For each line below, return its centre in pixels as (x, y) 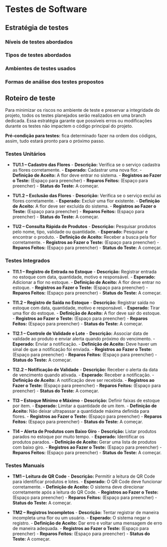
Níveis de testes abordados (39, 42)
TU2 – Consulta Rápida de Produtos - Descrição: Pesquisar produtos (84, 227)
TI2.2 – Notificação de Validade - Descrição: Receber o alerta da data (85, 369)
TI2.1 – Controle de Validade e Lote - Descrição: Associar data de (80, 333)
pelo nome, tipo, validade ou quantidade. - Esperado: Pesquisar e (80, 232)
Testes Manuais (25, 465)
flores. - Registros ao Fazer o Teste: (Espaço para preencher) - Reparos (87, 416)
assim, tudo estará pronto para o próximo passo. (55, 141)
